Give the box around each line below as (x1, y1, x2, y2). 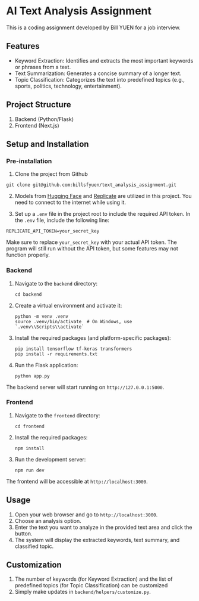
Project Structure (6, 100, 71, 110)
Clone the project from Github (14, 171, 88, 178)
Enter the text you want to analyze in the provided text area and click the (14, 523, 192, 531)
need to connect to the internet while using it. (14, 199, 127, 206)
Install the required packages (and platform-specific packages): (14, 334, 171, 341)
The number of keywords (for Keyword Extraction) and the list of (14, 575, 173, 583)
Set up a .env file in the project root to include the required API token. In (14, 210, 191, 218)
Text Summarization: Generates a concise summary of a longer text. (14, 70, 182, 77)
